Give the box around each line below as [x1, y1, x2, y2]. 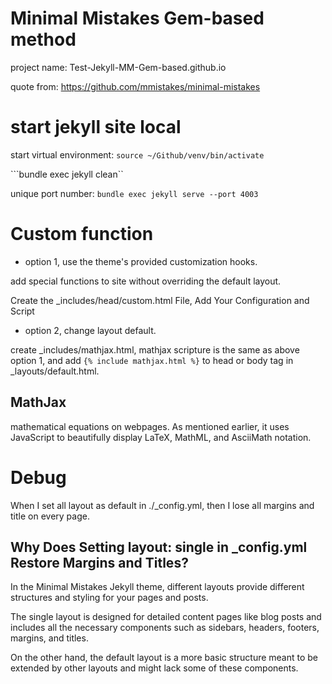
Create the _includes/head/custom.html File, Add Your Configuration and [10, 294, 310, 306]
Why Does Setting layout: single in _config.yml [10, 538, 308, 556]
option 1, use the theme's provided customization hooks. [24, 255, 258, 267]
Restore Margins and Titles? [10, 554, 189, 571]
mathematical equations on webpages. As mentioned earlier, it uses [10, 420, 290, 432]
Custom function [10, 223, 154, 246]
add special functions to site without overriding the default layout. [10, 275, 282, 287]
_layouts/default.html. [10, 365, 100, 377]
